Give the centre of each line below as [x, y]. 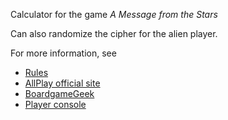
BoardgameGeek [59, 93]
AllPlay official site [62, 83]
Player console [55, 104]
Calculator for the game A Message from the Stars [114, 14]
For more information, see [63, 53]
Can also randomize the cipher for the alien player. [114, 33]
